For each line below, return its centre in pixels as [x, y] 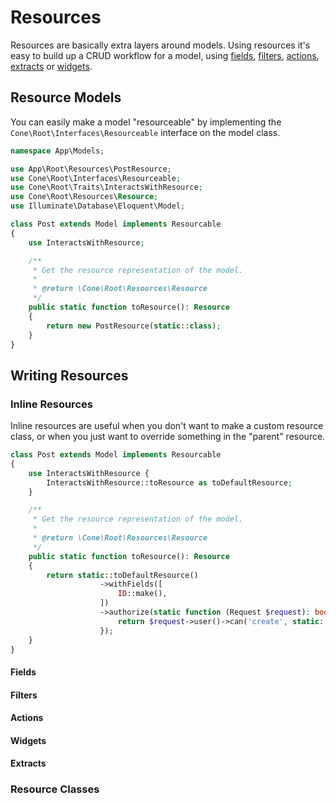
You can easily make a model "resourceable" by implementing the [146, 122]
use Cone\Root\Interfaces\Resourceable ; [96, 178]
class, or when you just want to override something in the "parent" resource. [168, 437]
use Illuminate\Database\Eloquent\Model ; [98, 206]
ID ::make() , [142, 594]
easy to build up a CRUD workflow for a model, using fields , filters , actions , [165, 55]
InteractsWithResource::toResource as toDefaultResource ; [169, 482]
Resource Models [66, 97]
